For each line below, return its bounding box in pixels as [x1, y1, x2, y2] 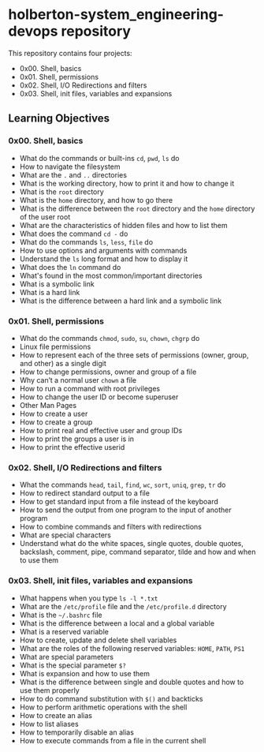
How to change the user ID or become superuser [19, 392, 179, 402]
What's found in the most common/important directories [19, 271, 203, 280]
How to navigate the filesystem [19, 162, 121, 171]
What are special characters [19, 530, 112, 540]
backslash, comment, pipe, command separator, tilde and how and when [19, 547, 256, 557]
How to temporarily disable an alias [19, 728, 134, 737]
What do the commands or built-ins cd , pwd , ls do [19, 153, 180, 163]
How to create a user [19, 409, 88, 418]
